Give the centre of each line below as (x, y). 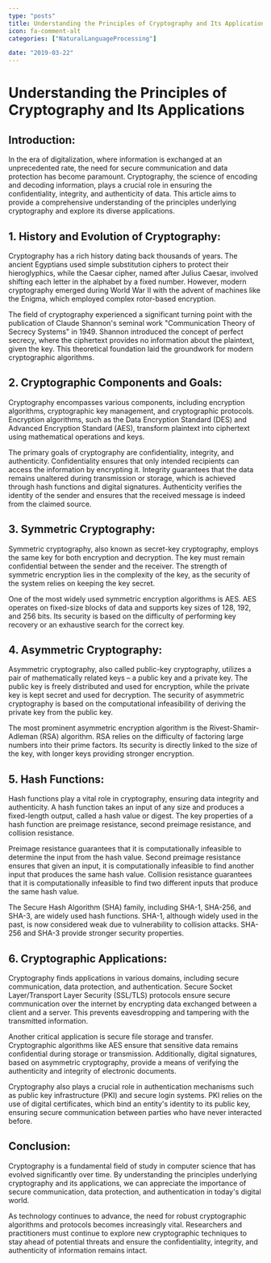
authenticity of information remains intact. (78, 1250)
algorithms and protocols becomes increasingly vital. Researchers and (125, 1224)
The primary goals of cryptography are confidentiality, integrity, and (121, 452)
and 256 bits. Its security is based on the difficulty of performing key (122, 616)
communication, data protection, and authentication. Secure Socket (121, 986)
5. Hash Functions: (56, 779)
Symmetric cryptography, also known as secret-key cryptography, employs (133, 549)
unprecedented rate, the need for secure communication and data (118, 168)
